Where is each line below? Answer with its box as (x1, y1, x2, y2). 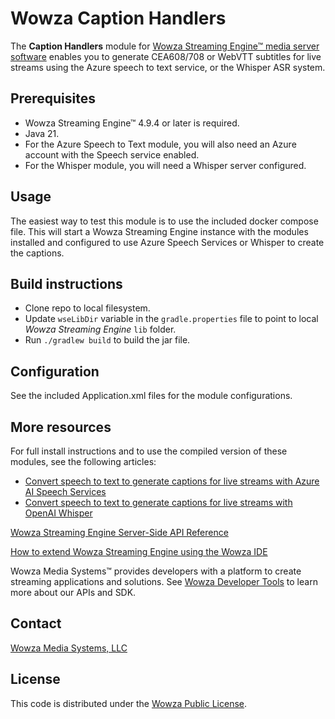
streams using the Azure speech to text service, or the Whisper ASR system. (10, 61, 326, 73)
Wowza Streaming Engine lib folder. (24, 323, 177, 336)
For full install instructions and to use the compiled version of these (10, 445, 288, 457)
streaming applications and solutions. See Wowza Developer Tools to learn (10, 576, 318, 587)
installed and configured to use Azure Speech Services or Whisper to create (10, 236, 325, 248)
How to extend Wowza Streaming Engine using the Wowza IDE (10, 546, 268, 557)
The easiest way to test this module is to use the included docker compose (10, 215, 319, 227)
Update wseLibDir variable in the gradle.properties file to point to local (24, 313, 319, 325)
